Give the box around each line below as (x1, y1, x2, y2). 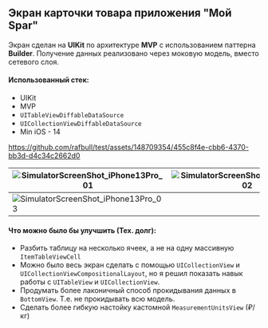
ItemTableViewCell (19, 253, 81, 262)
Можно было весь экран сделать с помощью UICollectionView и (19, 260, 241, 270)
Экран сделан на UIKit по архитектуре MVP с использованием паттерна (8, 40, 257, 49)
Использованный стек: (8, 75, 89, 85)
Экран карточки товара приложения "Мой (8, 6, 232, 20)
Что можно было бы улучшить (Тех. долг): (8, 225, 157, 235)
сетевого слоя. (8, 57, 60, 66)
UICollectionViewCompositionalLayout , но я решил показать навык (19, 269, 243, 279)
